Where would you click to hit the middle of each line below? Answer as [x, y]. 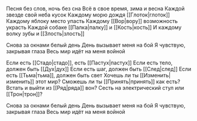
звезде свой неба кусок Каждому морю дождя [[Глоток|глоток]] [88, 15]
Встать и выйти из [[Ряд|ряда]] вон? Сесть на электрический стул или [95, 88]
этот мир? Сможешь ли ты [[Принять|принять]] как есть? [108, 81]
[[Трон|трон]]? [24, 94]
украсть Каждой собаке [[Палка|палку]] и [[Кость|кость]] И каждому [94, 27]
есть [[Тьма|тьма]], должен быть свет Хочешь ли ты [72, 75]
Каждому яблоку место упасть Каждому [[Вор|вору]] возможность [92, 21]
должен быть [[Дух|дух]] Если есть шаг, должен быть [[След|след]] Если [98, 69]
